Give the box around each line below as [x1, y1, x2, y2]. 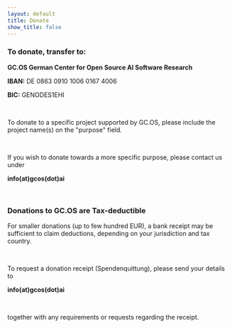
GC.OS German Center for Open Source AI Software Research [7, 63, 193, 72]
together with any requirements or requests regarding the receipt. [7, 312, 199, 321]
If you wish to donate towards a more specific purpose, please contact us [7, 153, 223, 162]
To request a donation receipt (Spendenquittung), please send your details [7, 264, 226, 273]
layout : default [7, 10, 55, 18]
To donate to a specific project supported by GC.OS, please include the [7, 118, 216, 126]
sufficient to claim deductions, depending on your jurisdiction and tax [7, 229, 211, 237]
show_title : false [7, 23, 62, 30]
